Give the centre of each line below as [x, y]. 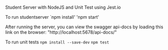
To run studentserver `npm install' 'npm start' [52, 17]
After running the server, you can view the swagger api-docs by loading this [84, 27]
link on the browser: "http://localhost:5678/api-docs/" [61, 32]
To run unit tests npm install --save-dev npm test [57, 42]
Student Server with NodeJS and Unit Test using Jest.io [63, 7]
